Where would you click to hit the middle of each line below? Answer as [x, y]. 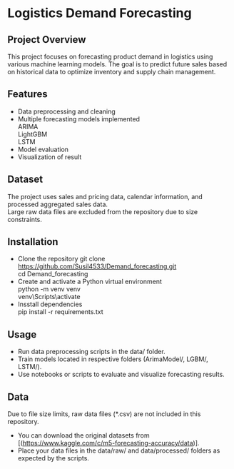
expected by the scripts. [53, 458]
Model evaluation [43, 149]
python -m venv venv [49, 289]
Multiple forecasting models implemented [79, 118]
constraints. [25, 219]
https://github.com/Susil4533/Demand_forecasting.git [97, 266]
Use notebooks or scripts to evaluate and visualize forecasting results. [121, 374]
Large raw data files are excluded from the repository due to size [103, 211]
